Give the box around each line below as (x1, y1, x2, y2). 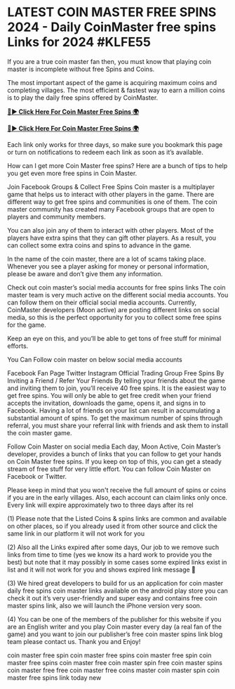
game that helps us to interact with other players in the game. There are (7, 190, 215, 198)
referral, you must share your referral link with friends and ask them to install (7, 421, 229, 430)
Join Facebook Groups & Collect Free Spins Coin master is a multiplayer (7, 182, 215, 191)
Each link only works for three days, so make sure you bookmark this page (7, 140, 223, 148)
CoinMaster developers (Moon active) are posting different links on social (7, 305, 220, 314)
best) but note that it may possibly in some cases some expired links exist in (7, 558, 227, 566)
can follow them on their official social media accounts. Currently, (7, 298, 197, 307)
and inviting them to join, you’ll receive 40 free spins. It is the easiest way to (7, 384, 227, 392)
